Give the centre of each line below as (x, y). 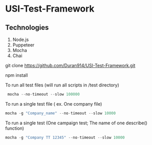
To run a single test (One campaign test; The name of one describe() (76, 123)
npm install (17, 75)
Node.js (21, 39)
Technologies (27, 28)
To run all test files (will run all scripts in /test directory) (62, 85)
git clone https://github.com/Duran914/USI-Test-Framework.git (70, 65)
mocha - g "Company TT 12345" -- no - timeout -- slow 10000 (65, 137)
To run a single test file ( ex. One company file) (54, 104)
